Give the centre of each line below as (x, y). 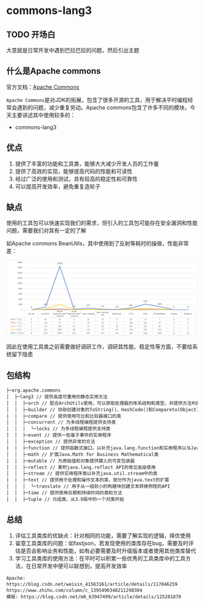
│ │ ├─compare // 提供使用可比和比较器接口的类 (64, 416)
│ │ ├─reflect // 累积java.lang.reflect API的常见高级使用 (81, 467)
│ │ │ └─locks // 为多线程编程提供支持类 (58, 429)
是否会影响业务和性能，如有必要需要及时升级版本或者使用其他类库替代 (108, 551)
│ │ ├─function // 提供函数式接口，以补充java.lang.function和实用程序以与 (99, 448)
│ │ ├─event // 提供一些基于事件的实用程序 (59, 435)
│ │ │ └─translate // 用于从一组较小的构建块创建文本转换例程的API (88, 486)
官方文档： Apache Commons (43, 87)
